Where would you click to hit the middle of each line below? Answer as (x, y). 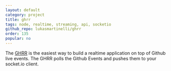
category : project (25, 15)
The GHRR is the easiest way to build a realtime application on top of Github (85, 53)
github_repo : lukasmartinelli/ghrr (43, 29)
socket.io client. (22, 64)
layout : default (23, 10)
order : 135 (17, 34)
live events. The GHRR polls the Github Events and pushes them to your (81, 58)
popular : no (18, 39)
